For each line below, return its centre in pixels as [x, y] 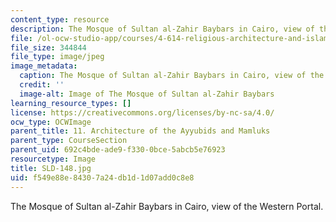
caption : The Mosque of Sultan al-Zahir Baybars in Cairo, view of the [172, 76]
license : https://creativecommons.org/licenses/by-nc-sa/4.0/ [142, 112]
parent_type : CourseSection [69, 141]
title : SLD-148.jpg [51, 168]
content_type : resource [60, 19]
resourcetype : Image [53, 159]
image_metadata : [44, 66]
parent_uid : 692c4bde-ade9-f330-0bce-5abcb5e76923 [118, 150]
